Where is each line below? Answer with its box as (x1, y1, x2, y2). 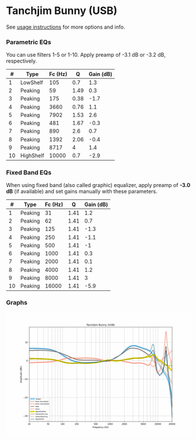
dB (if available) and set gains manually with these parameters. (6, 188, 158, 195)
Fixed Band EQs (6, 168, 51, 176)
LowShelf (20, 79, 43, 86)
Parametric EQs (6, 38, 51, 46)
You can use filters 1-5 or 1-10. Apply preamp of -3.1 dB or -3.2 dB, (6, 51, 166, 58)
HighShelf (20, 152, 44, 159)
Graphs (6, 299, 27, 307)
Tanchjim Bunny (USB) (6, 4, 118, 18)
